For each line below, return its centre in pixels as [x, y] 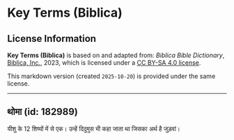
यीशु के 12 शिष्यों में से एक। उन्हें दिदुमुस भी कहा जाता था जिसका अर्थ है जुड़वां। [94, 129]
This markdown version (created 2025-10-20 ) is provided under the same [111, 76]
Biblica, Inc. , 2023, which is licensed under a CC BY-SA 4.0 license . [104, 63]
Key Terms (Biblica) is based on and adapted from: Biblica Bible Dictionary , [116, 55]
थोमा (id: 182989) [42, 112]
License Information [52, 39]
